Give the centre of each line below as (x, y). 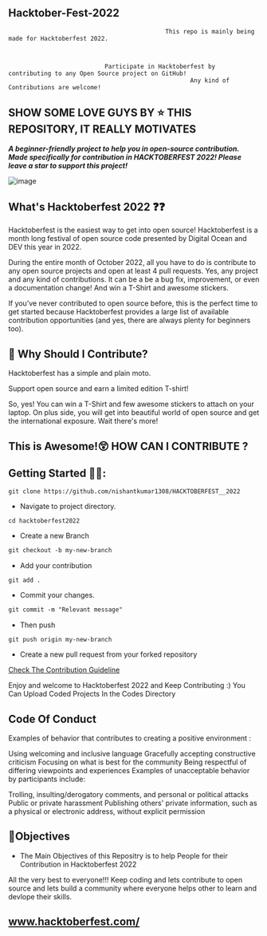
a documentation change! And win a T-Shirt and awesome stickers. (118, 288)
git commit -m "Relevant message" (66, 610)
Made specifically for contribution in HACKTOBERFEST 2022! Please (125, 157)
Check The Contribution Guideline (64, 670)
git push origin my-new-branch (60, 640)
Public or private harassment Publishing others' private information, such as (133, 803)
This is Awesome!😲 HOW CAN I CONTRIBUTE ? (128, 446)
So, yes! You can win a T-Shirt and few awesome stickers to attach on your (132, 404)
